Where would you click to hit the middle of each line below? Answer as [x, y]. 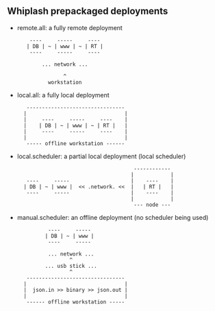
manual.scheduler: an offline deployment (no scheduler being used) [113, 217]
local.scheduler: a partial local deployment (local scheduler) [101, 156]
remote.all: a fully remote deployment [70, 27]
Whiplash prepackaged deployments [88, 11]
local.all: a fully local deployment [63, 95]
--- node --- [152, 205]
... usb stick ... [71, 266]
